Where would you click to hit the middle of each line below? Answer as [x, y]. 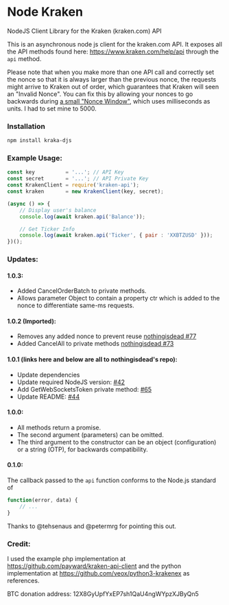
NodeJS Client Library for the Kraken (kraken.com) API [85, 31]
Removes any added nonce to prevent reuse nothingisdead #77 [107, 336]
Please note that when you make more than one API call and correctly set [111, 72]
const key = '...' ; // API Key [66, 172]
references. [23, 581]
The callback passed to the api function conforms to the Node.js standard [112, 480]
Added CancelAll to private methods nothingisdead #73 [95, 344]
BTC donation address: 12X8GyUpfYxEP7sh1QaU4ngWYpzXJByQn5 [103, 594]
